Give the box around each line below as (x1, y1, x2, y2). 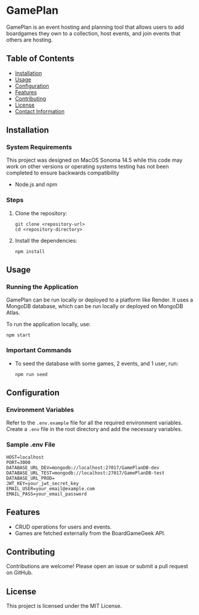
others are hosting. (6, 36, 53, 43)
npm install (14, 248, 45, 255)
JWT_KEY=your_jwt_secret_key (6, 480, 79, 486)
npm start (6, 332, 31, 339)
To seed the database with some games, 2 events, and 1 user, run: (14, 360, 179, 367)
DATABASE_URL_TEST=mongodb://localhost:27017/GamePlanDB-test (6, 470, 165, 476)
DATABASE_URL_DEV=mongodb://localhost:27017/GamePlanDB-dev (6, 465, 160, 471)
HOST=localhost (6, 454, 44, 460)
